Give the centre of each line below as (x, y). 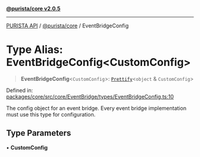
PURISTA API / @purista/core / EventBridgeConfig (68, 26)
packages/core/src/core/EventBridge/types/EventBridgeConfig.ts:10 (90, 96)
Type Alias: (35, 50)
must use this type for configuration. (51, 114)
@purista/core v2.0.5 (33, 9)
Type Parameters (39, 133)
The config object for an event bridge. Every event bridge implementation (96, 108)
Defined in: (20, 90)
